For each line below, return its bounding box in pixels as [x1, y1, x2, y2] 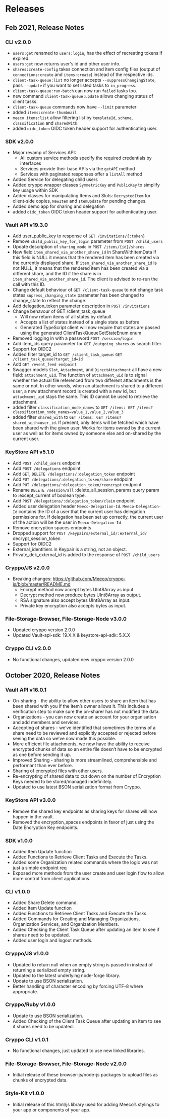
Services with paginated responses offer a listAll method [20, 171, 143, 177]
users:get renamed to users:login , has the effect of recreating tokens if [12, 50, 162, 56]
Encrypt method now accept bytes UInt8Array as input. [20, 587, 135, 593]
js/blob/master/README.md [12, 581, 71, 587]
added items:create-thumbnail [12, 109, 77, 115]
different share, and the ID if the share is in [12, 271, 101, 277]
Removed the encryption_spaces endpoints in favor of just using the [12, 819, 154, 825]
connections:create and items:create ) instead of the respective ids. [12, 71, 154, 78]
